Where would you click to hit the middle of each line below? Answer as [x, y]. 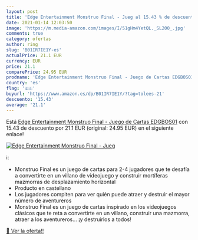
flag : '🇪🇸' [21, 88]
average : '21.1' [26, 105]
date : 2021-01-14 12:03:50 [39, 22]
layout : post [22, 11]
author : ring [22, 45]
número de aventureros [43, 200]
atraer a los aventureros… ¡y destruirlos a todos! [73, 219]
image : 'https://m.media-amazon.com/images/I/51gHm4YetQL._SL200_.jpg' [96, 28]
